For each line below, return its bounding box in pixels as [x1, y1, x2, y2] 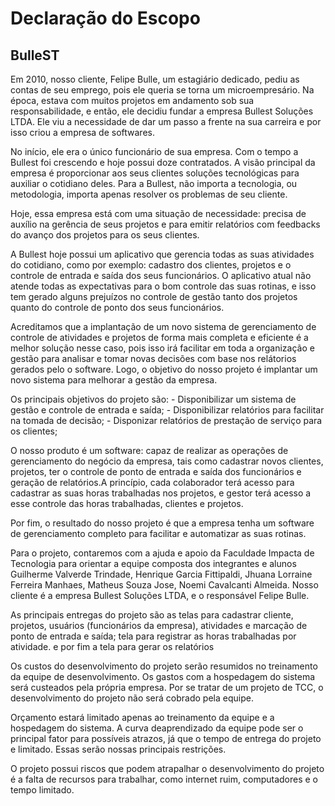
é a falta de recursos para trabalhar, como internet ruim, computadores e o [10, 773, 318, 785]
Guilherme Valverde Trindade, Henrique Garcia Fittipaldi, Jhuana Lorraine [10, 568, 313, 580]
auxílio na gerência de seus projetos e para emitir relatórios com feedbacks [10, 218, 321, 230]
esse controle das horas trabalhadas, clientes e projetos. [10, 498, 244, 509]
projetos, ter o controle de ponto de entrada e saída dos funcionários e [10, 466, 302, 477]
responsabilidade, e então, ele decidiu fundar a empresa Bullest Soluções [10, 105, 314, 117]
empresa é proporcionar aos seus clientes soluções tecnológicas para [10, 167, 300, 179]
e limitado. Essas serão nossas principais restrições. [10, 743, 227, 755]
